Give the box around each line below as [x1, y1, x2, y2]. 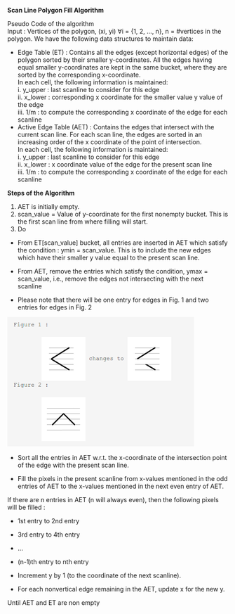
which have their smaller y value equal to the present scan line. [17, 253, 200, 262]
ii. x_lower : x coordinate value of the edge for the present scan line [17, 160, 213, 168]
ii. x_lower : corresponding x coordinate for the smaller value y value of [17, 93, 223, 101]
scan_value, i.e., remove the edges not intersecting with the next [17, 274, 204, 283]
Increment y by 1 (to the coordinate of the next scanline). [17, 571, 181, 580]
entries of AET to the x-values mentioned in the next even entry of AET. [17, 482, 224, 490]
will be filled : [7, 503, 46, 511]
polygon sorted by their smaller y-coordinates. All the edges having [17, 56, 213, 64]
